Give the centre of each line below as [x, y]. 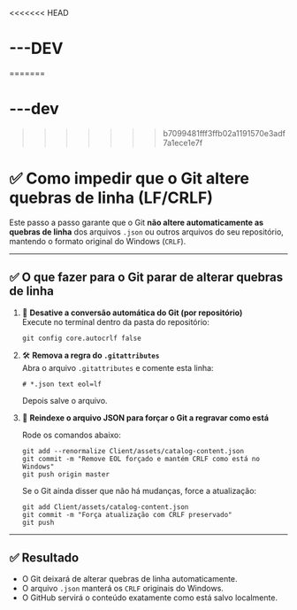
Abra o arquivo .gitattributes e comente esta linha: [118, 367]
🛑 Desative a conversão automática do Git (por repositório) [132, 313]
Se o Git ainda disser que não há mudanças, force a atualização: [139, 490]
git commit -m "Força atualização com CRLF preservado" [127, 514]
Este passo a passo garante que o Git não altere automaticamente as [136, 222]
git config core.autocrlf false [81, 338]
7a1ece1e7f [183, 143]
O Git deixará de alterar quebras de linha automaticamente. [129, 579]
